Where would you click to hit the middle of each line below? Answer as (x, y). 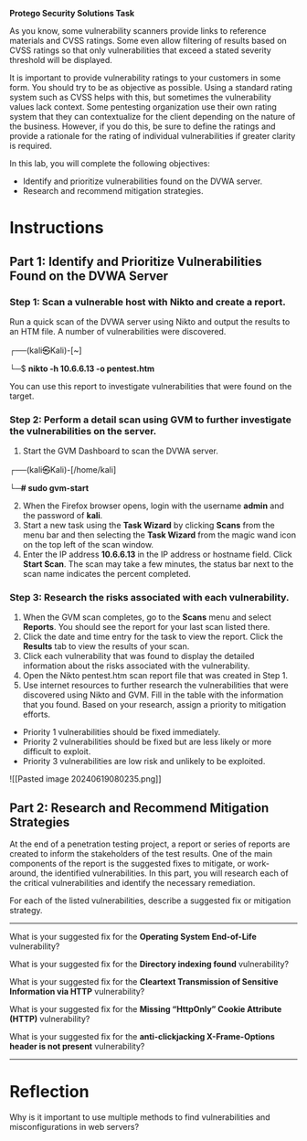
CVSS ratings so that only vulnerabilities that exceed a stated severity (140, 50)
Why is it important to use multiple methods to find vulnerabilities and (140, 1117)
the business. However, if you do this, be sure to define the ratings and (143, 126)
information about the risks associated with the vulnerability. (136, 666)
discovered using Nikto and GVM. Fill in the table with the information (153, 695)
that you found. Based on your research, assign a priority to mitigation (154, 705)
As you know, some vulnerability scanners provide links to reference (138, 31)
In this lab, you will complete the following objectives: (110, 163)
